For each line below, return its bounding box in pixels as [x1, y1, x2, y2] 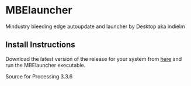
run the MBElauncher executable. [5, 61, 86, 68]
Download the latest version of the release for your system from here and [5, 55, 182, 62]
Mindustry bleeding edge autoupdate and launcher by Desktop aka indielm [5, 23, 185, 30]
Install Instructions [5, 40, 75, 50]
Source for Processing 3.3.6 [5, 73, 73, 80]
